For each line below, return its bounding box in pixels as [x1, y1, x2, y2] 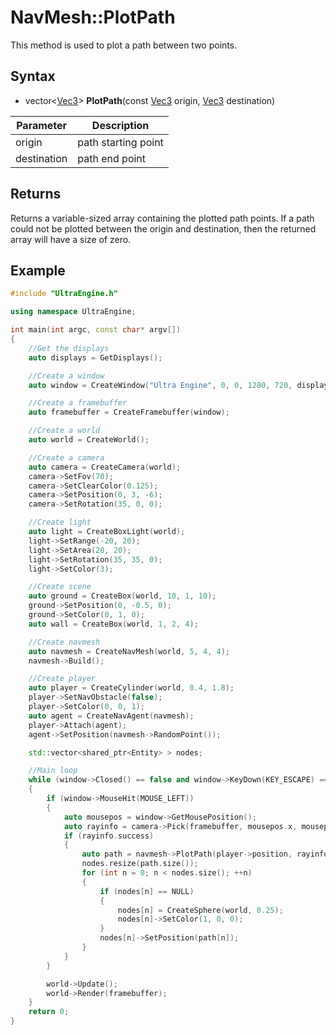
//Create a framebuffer [28, 398, 128, 408]
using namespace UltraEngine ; [10, 307, 137, 317]
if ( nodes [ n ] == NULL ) [99, 886, 195, 896]
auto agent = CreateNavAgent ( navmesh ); [28, 711, 195, 721]
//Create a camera [28, 452, 105, 463]
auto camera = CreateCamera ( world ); [28, 462, 182, 472]
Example [10, 262, 66, 279]
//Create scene [28, 582, 92, 592]
